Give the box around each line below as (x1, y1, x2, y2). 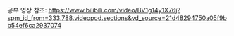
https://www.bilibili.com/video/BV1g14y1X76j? (48, 6, 181, 14)
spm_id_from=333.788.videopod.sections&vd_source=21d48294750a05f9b (7, 14, 228, 22)
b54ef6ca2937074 (7, 21, 62, 29)
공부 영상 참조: (7, 6, 47, 14)
